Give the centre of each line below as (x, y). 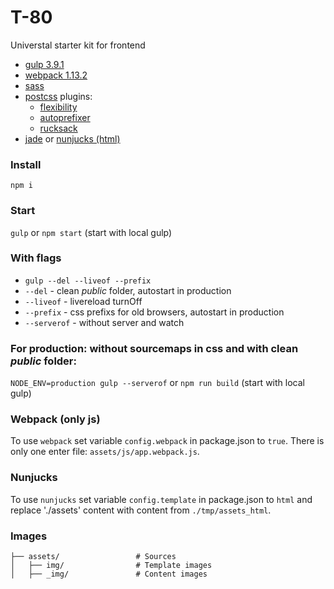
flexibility (58, 107)
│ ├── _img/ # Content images (109, 574)
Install (26, 164)
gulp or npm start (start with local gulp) (91, 232)
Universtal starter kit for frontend (78, 45)
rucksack (58, 128)
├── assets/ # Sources (93, 557)
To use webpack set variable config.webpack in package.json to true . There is (167, 441)
